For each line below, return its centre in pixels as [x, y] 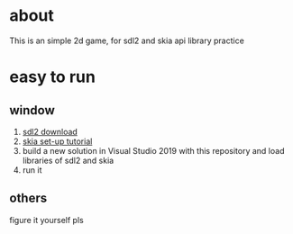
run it [32, 170]
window [32, 110]
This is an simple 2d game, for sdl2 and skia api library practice [127, 40]
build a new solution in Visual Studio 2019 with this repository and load [153, 150]
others [28, 198]
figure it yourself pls [46, 220]
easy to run [53, 77]
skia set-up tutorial [57, 141]
